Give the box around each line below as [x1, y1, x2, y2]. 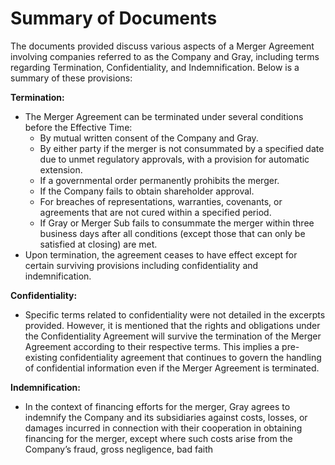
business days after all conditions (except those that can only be [39, 227, 306, 239]
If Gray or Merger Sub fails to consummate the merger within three [39, 217, 315, 229]
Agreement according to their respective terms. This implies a [24, 340, 280, 352]
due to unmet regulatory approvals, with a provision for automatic [39, 153, 310, 165]
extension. [39, 163, 83, 176]
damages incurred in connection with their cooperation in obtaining [24, 422, 303, 434]
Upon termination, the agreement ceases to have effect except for [24, 248, 298, 261]
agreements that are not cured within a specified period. [39, 206, 272, 218]
